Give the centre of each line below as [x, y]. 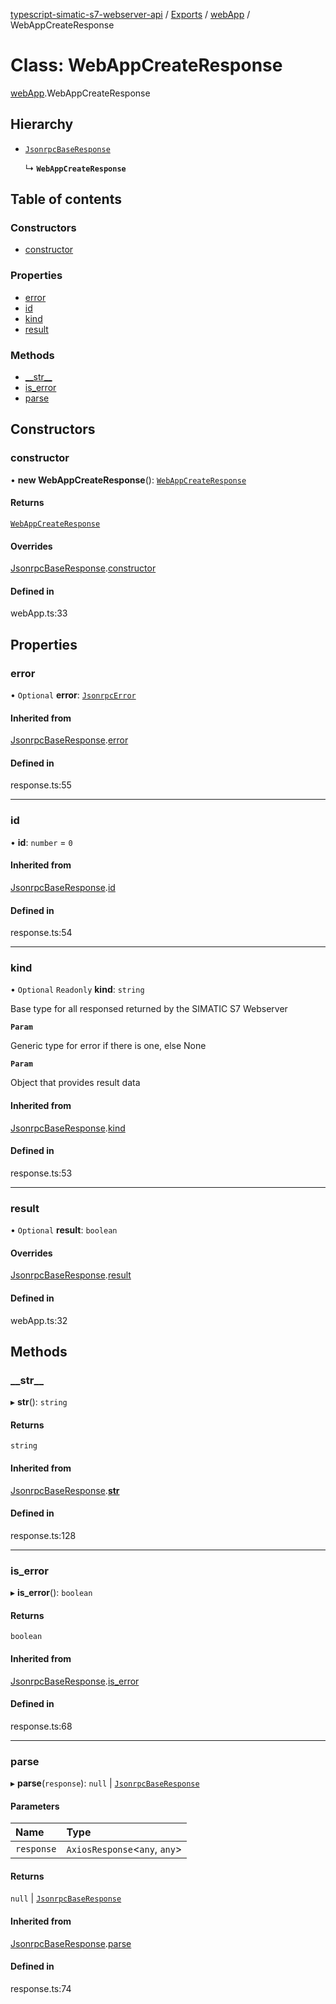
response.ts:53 [41, 1173]
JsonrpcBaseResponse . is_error [75, 1681]
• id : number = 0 [41, 842]
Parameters [35, 1806]
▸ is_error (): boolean [51, 1593]
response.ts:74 [41, 1988]
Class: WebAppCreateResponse [146, 65]
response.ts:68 [41, 1726]
